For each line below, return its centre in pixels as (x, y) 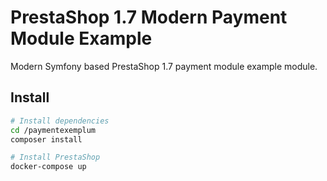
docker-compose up (48, 167)
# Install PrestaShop (55, 157)
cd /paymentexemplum (53, 130)
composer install (46, 139)
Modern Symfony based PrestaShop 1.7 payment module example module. (164, 66)
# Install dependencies (60, 121)
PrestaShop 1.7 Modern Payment (149, 17)
